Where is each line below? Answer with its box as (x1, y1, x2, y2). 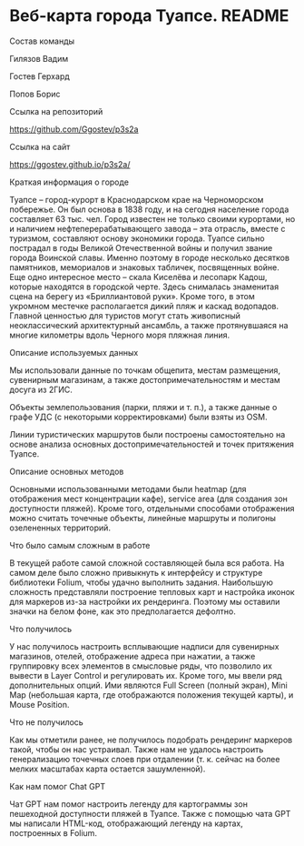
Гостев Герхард (9, 70, 70, 82)
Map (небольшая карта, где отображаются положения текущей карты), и (9, 689, 294, 700)
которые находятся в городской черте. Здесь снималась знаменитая (9, 281, 279, 292)
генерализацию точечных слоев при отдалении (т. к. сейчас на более (9, 753, 280, 764)
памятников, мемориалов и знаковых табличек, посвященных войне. (9, 261, 279, 273)
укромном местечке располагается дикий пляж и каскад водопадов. (9, 300, 279, 311)
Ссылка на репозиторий (9, 106, 103, 116)
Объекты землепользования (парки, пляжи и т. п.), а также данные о (9, 401, 278, 412)
